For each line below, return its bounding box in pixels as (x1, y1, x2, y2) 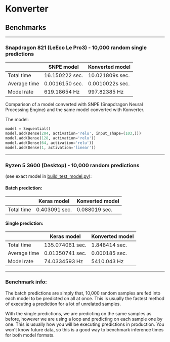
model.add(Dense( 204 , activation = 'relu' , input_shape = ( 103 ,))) (5, 131, 142, 136)
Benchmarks (5, 23, 47, 32)
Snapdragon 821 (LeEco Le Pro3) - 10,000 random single (5, 44, 147, 51)
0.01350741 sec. (44, 250, 87, 257)
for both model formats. (5, 332, 55, 338)
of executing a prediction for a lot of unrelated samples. (5, 301, 121, 307)
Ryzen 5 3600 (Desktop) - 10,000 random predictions (5, 162, 140, 169)
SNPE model (48, 64, 79, 71)
